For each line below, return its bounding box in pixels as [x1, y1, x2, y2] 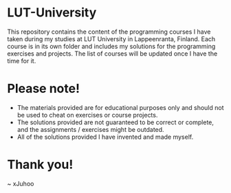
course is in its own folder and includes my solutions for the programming [7, 42, 216, 50]
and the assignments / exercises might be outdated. [16, 125, 164, 133]
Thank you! [7, 157, 74, 172]
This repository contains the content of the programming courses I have [7, 27, 211, 36]
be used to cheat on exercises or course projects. [16, 111, 158, 119]
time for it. [7, 56, 36, 65]
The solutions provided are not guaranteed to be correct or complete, [16, 118, 214, 126]
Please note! [7, 81, 80, 97]
